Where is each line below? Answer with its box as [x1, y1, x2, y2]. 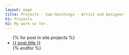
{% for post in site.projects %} [12, 35, 75, 41]
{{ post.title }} [12, 40, 41, 46]
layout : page [5, 7, 32, 12]
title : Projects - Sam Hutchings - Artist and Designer [5, 12, 124, 17]
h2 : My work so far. [5, 21, 48, 26]
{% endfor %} [12, 45, 41, 51]
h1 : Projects [5, 16, 32, 21]
